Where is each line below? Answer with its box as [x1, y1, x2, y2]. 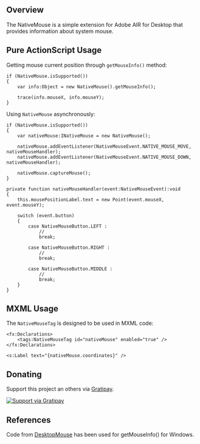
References [6, 415, 51, 425]
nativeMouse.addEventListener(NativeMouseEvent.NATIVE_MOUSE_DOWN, [17, 154, 191, 160]
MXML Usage [6, 304, 59, 314]
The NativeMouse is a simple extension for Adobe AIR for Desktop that [6, 21, 184, 28]
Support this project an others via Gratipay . [6, 386, 114, 393]
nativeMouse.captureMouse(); [17, 170, 91, 176]
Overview [6, 5, 44, 15]
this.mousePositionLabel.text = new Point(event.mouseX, [17, 196, 165, 203]
